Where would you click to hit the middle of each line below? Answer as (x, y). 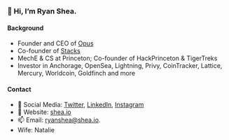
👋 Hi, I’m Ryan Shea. (42, 11)
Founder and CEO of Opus (55, 43)
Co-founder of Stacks (49, 51)
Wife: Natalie (36, 130)
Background (26, 28)
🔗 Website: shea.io (44, 112)
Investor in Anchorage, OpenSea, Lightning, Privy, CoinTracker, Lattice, (120, 66)
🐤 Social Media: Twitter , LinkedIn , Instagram (81, 105)
